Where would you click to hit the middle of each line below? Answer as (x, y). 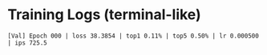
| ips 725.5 (27, 43)
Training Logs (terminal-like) (104, 15)
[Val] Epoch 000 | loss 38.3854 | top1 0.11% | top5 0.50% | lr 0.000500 (133, 36)
